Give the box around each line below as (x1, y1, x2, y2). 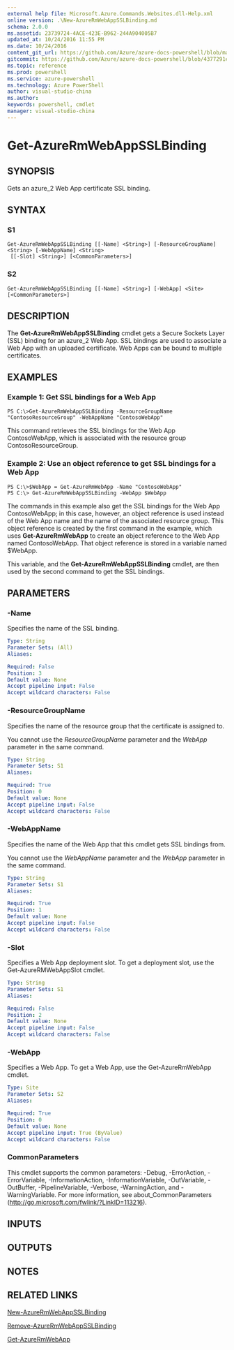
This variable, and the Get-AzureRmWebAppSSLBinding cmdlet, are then (7, 559, 219, 568)
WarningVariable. (7, 1190, 57, 1198)
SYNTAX (7, 204, 47, 217)
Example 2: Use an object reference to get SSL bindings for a (7, 459, 217, 469)
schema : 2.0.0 (7, 23, 49, 30)
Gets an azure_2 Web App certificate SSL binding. (7, 184, 151, 192)
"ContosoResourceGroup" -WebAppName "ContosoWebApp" (7, 414, 164, 421)
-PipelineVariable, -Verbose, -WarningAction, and (38, 1183, 180, 1191)
